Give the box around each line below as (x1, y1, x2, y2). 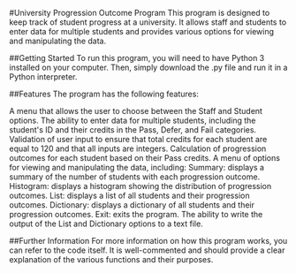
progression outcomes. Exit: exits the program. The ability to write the (9, 209, 263, 219)
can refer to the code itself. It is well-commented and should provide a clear (9, 245, 285, 255)
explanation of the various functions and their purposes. (9, 254, 214, 264)
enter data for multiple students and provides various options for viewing (9, 27, 275, 36)
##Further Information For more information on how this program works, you (9, 236, 288, 246)
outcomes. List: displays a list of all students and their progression (9, 190, 250, 201)
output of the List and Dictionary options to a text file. (9, 218, 203, 229)
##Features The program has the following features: (9, 88, 199, 99)
